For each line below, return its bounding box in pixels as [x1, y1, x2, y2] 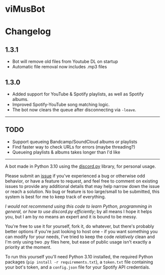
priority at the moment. [5, 244, 52, 250]
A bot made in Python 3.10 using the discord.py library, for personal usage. [5, 163, 156, 169]
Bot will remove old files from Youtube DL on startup [12, 59, 118, 64]
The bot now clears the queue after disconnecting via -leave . [12, 107, 137, 113]
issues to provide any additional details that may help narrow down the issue [5, 183, 160, 189]
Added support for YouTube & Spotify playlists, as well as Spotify [12, 91, 144, 97]
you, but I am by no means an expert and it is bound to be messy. [5, 214, 137, 219]
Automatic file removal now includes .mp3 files [12, 64, 107, 70]
